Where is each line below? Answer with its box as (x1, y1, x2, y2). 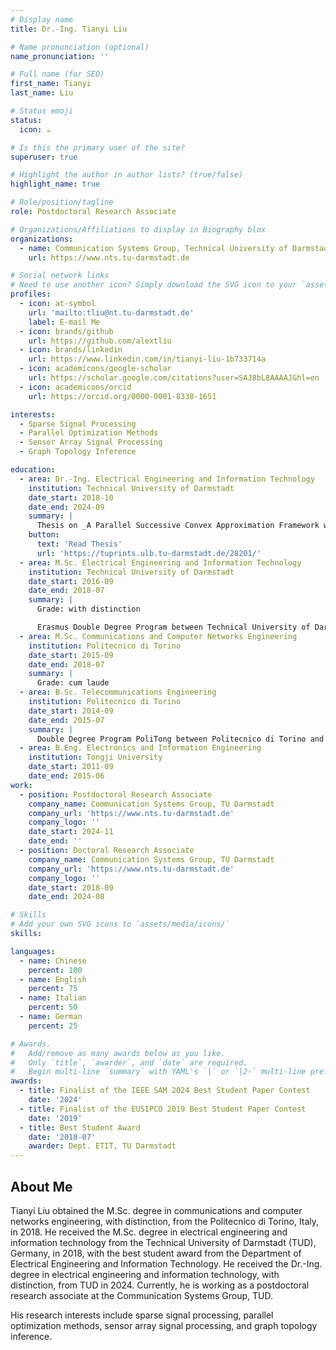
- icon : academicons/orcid (19, 382, 132, 392)
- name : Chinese (19, 956, 87, 966)
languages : (10, 946, 56, 956)
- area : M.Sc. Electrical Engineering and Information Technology (19, 557, 302, 568)
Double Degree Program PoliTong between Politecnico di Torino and (36, 734, 325, 744)
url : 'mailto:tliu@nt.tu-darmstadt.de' (28, 307, 195, 318)
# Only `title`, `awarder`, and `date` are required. (10, 1057, 248, 1068)
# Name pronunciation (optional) (10, 42, 150, 52)
